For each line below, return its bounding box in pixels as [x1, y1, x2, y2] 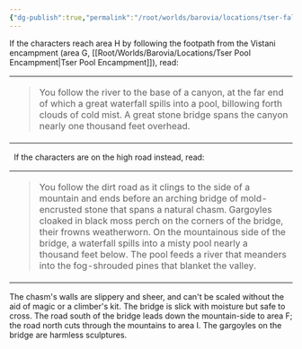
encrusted [39, 203, 83, 215]
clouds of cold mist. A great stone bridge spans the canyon [39, 109, 289, 121]
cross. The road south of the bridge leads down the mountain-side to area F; [9, 310, 293, 321]
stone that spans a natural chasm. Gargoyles [84, 203, 272, 215]
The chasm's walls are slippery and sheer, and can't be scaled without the [9, 291, 285, 301]
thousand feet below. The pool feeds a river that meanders [39, 248, 288, 260]
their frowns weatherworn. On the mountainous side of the [39, 225, 286, 238]
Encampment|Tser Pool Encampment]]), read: [9, 57, 180, 67]
